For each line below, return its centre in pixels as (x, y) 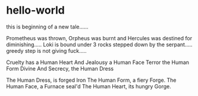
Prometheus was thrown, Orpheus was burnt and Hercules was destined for (99, 38)
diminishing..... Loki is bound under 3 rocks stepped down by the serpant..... (99, 44)
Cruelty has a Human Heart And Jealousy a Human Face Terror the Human (98, 62)
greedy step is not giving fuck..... (47, 50)
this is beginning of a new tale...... (47, 27)
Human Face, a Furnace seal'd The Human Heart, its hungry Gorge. (89, 86)
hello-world (36, 10)
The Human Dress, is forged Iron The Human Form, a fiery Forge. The (91, 80)
